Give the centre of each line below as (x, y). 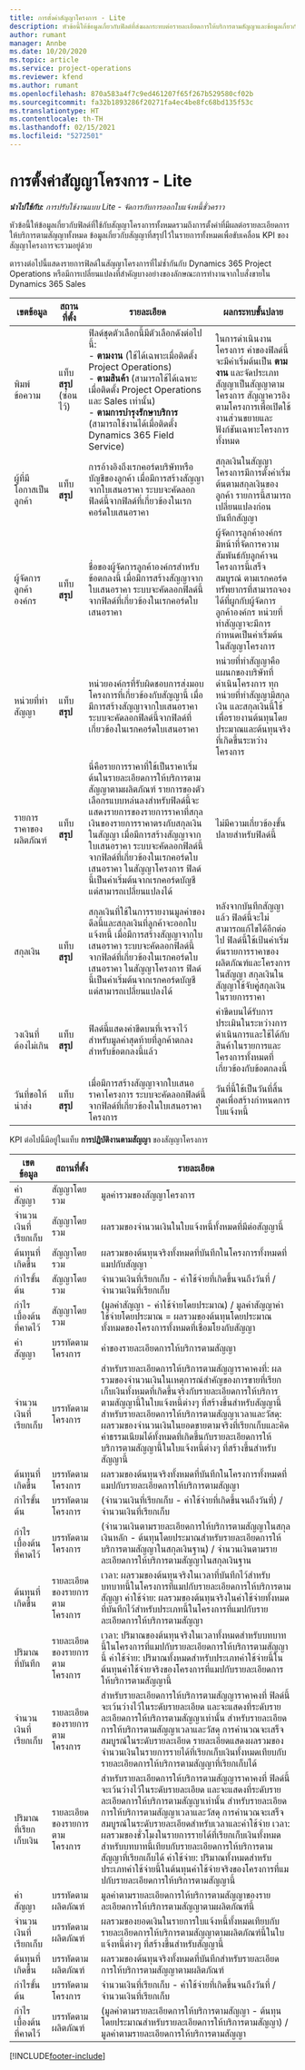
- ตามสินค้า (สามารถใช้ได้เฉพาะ (143, 378)
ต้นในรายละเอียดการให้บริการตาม (145, 777)
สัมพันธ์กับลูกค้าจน (247, 555)
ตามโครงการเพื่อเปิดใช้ (253, 407)
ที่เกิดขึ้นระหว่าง (241, 740)
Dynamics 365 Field (131, 435)
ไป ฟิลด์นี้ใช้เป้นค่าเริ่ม (252, 940)
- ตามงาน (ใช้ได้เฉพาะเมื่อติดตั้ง (143, 355)
